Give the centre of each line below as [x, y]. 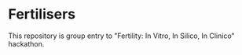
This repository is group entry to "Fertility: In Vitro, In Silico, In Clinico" [121, 36]
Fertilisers [42, 14]
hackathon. [26, 43]
